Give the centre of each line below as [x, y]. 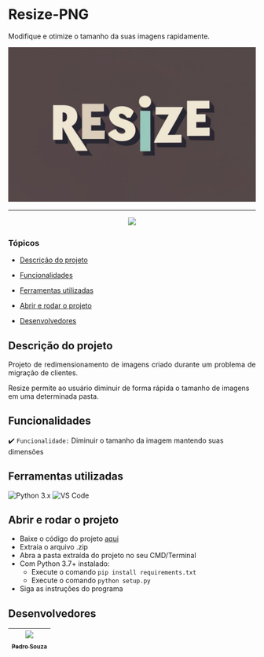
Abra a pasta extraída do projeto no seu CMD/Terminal [108, 556]
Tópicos [24, 243]
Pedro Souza [29, 646]
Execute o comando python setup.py [91, 580]
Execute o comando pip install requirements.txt [114, 572]
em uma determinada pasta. [54, 396]
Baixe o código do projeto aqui [69, 538]
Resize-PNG [48, 15]
